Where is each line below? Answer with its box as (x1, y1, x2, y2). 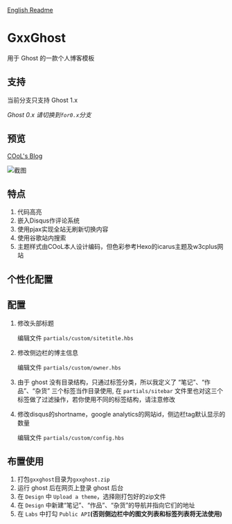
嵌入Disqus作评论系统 (17, 216, 80, 225)
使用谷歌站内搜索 (17, 234, 66, 242)
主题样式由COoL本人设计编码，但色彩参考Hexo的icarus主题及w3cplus (17, 243, 218, 251)
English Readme (7, 6, 53, 14)
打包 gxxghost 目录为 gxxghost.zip (17, 475, 110, 484)
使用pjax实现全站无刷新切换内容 (17, 225, 109, 234)
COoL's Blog (7, 152, 43, 160)
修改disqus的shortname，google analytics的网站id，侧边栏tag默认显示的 (17, 410, 226, 418)
